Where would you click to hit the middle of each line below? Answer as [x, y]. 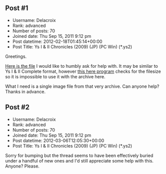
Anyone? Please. [22, 166]
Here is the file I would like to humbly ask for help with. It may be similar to [82, 66]
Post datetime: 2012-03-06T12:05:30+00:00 [58, 140]
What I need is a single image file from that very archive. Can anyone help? [82, 86]
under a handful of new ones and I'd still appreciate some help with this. [79, 161]
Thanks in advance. [25, 91]
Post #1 [17, 8]
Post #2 [17, 107]
